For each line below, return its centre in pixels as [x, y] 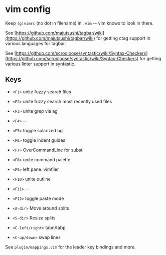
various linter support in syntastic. [40, 64]
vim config [28, 9]
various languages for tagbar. [36, 43]
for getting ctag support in [123, 38]
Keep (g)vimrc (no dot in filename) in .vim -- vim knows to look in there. [79, 23]
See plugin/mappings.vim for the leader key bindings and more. [71, 247]
